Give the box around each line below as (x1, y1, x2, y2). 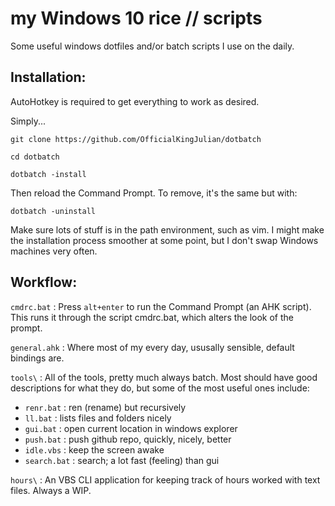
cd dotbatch (10, 152, 60, 162)
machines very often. (10, 245, 98, 257)
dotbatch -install (10, 169, 87, 179)
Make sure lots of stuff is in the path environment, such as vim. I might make (10, 223, 325, 236)
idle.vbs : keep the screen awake (24, 443, 165, 456)
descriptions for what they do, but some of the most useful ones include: (10, 382, 310, 394)
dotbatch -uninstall (10, 206, 97, 216)
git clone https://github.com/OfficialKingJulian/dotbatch (10, 134, 262, 144)
